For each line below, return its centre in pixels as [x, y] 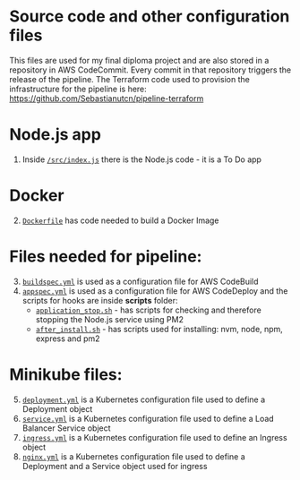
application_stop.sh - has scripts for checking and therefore [148, 310]
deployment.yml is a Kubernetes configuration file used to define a [144, 399]
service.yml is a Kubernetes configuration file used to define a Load [148, 418]
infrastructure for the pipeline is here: [78, 89]
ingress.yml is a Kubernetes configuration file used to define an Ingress [155, 437]
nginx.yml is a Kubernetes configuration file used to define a [134, 456]
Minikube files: [66, 374]
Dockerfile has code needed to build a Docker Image [120, 220]
